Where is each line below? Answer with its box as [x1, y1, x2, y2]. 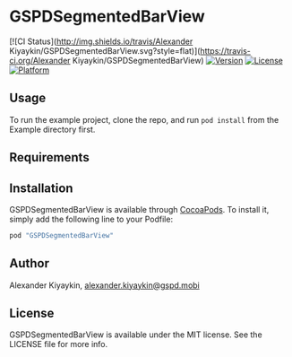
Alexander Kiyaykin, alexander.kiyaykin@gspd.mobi [9, 280, 200, 291]
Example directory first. [9, 124, 96, 135]
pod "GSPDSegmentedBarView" [9, 231, 115, 239]
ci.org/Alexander [9, 55, 71, 65]
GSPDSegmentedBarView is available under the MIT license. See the [9, 329, 262, 340]
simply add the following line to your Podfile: [9, 213, 173, 224]
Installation [9, 180, 73, 196]
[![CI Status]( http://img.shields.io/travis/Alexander [9, 36, 193, 47]
